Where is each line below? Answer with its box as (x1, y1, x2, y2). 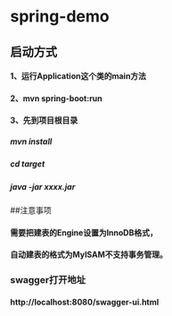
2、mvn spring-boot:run (10, 92, 103, 104)
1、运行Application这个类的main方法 (10, 71, 146, 81)
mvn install (10, 136, 53, 147)
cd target (10, 158, 45, 169)
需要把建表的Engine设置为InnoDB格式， (10, 226, 159, 238)
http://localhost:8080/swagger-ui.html (10, 296, 160, 307)
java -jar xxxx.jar (10, 181, 76, 192)
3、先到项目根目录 (10, 115, 78, 126)
